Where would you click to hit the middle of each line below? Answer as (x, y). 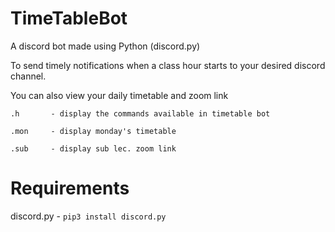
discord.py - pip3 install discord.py (88, 216)
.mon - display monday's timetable (93, 131)
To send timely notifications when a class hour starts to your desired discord (168, 65)
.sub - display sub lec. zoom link (93, 148)
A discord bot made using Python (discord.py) (105, 46)
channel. (28, 76)
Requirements (70, 188)
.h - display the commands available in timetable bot (140, 113)
